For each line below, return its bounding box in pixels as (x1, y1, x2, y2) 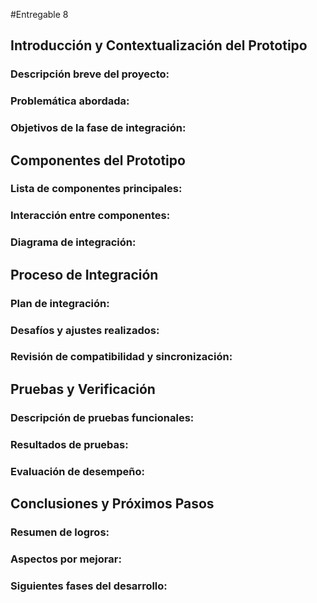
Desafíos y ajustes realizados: (10, 323, 160, 337)
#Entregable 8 (10, 9, 69, 20)
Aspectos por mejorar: (10, 552, 122, 566)
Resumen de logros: (10, 525, 110, 539)
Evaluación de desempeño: (10, 464, 145, 478)
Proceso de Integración (10, 266, 159, 283)
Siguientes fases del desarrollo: (10, 579, 168, 593)
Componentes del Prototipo (10, 152, 186, 169)
